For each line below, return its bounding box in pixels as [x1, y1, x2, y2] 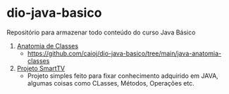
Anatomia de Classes [16, 41, 79, 50]
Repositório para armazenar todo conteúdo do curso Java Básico [6, 28, 196, 36]
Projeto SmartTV [16, 64, 65, 72]
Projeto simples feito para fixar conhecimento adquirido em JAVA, [27, 72, 219, 80]
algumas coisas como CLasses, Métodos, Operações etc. [27, 79, 194, 87]
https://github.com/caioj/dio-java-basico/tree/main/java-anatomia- [27, 49, 222, 58]
